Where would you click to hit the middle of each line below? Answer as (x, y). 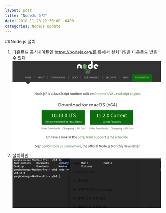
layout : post (19, 10)
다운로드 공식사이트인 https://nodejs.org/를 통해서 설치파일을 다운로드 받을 (85, 52)
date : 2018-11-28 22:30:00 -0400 (40, 21)
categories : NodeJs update (33, 26)
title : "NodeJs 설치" (26, 16)
